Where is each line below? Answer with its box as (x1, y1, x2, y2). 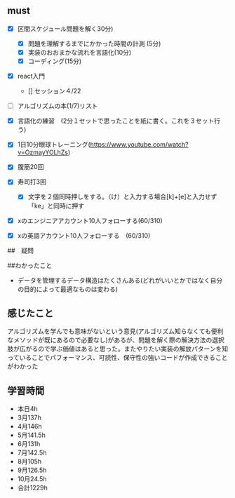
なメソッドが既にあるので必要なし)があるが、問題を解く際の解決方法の (7, 336, 213, 344)
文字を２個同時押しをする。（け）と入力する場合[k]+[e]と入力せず (27, 192, 217, 201)
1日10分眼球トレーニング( (17, 140, 91, 149)
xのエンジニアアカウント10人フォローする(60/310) (17, 216, 163, 224)
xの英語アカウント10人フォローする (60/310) (17, 231, 151, 240)
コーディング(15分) (27, 57, 82, 65)
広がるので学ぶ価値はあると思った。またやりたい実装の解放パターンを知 (19, 344, 229, 353)
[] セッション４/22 (27, 87, 81, 95)
